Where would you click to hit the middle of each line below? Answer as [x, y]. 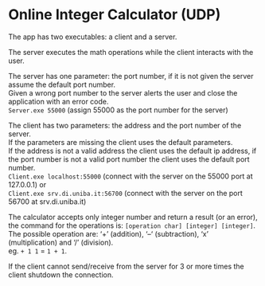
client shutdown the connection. [61, 274]
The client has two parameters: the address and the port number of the [125, 125]
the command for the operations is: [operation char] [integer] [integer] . [132, 225]
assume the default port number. [62, 84]
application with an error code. [58, 101]
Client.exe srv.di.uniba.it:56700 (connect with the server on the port [125, 193]
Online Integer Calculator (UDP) [115, 15]
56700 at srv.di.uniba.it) [47, 202]
